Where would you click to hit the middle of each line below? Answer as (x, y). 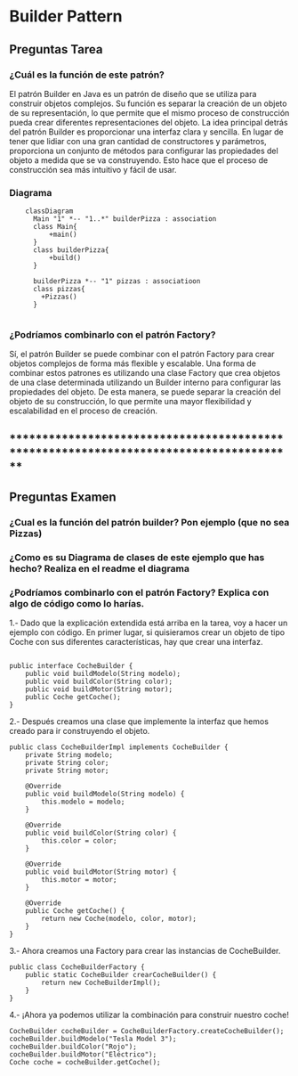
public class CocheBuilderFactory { (77, 967)
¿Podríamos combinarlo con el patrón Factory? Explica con (139, 592)
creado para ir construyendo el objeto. (80, 731)
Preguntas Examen (63, 497)
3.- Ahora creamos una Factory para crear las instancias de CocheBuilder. (145, 951)
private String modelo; (69, 755)
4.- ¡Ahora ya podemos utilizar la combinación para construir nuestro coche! (149, 1015)
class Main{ (55, 227)
